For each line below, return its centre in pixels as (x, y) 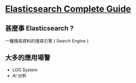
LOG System (25, 70)
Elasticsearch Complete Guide (68, 9)
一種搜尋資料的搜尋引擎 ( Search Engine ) (47, 41)
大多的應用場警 (28, 58)
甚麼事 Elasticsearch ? (39, 28)
